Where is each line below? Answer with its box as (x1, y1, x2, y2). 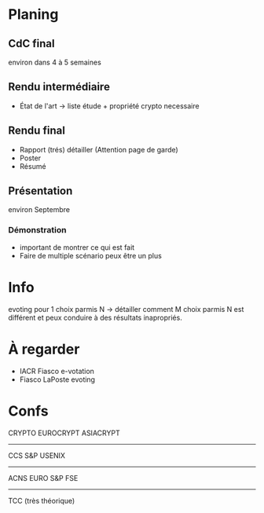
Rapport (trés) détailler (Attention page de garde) (19, 145, 178, 154)
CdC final (8, 37, 55, 50)
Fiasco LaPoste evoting (19, 375, 96, 384)
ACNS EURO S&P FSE (8, 473, 79, 482)
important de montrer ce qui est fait (19, 242, 135, 252)
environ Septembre (8, 205, 71, 214)
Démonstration (8, 225, 67, 236)
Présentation (8, 185, 73, 198)
